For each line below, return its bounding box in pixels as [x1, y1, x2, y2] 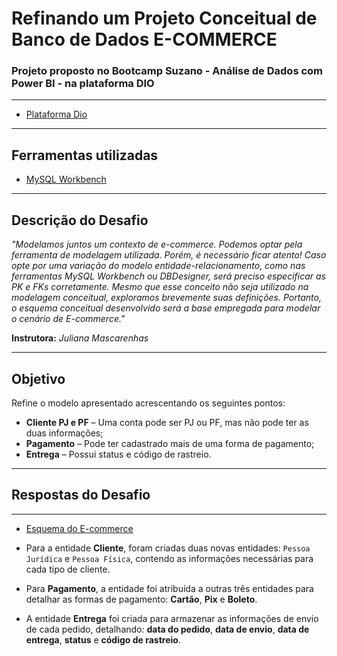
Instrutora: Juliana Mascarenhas [11, 332, 149, 344]
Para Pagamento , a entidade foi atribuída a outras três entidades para [25, 582, 314, 594]
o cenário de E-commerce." [11, 313, 126, 325]
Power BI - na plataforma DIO [11, 77, 155, 91]
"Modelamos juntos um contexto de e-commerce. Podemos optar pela [11, 238, 303, 251]
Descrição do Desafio [11, 212, 149, 229]
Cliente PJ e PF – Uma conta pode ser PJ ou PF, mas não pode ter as [25, 416, 309, 428]
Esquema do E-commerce [25, 522, 134, 534]
